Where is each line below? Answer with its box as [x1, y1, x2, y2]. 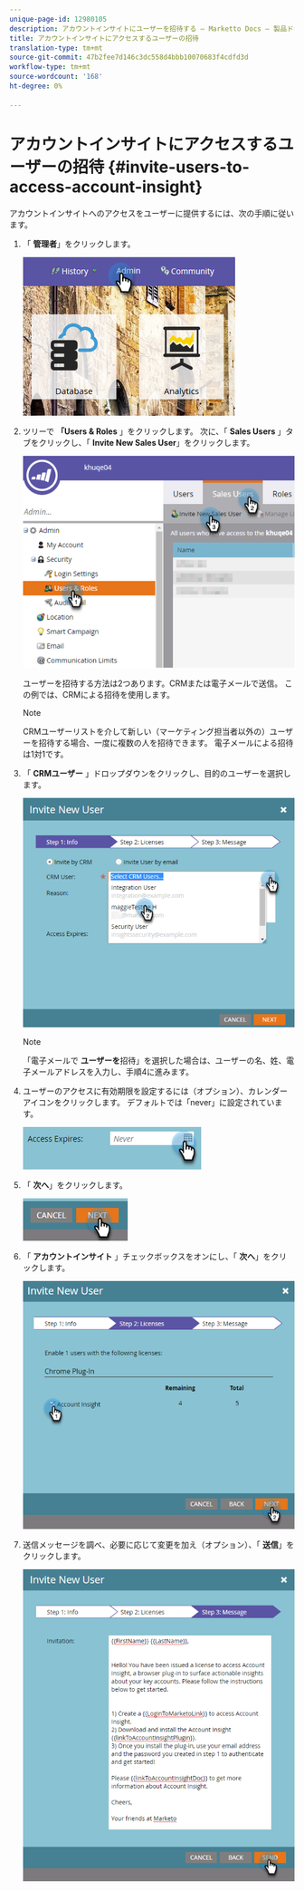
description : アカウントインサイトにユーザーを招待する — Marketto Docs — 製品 [9, 24, 288, 34]
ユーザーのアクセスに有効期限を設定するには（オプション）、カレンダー [22, 1085, 288, 1096]
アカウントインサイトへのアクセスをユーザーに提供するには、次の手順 [9, 207, 271, 218]
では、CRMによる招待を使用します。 [38, 689, 175, 699]
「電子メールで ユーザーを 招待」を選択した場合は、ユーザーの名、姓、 [22, 1055, 287, 1066]
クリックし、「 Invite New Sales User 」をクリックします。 [38, 437, 255, 448]
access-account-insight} [9, 177, 204, 197]
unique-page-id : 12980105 [9, 14, 107, 24]
